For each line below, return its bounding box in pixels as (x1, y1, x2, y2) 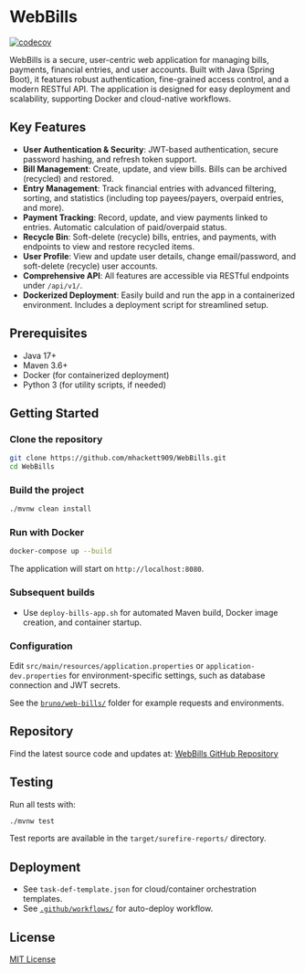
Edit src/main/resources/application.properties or (9, 660, 205, 671)
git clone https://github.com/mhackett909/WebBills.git (9, 454, 226, 463)
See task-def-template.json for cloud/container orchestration (22, 883, 258, 894)
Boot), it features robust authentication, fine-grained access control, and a (9, 73, 289, 84)
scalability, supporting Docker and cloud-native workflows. (9, 93, 232, 104)
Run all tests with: (9, 798, 76, 809)
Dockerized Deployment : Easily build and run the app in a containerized (22, 290, 295, 301)
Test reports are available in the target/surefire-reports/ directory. (9, 833, 267, 844)
